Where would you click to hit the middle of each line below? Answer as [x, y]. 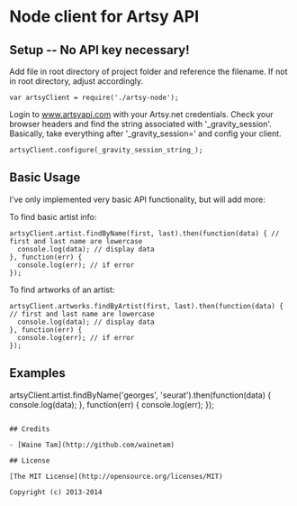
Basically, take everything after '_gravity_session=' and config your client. [145, 133]
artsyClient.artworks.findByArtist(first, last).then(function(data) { [146, 306]
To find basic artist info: [53, 216]
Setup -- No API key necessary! [100, 50]
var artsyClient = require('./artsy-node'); [94, 97]
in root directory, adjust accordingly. [76, 81]
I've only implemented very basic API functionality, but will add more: [137, 199]
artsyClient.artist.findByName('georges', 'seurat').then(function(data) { [140, 395]
